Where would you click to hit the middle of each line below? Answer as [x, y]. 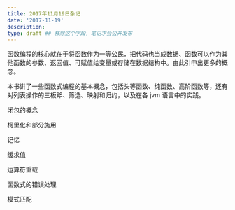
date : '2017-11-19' [36, 20]
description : [26, 27]
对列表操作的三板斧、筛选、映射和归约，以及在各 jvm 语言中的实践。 [106, 95]
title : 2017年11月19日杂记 [44, 14]
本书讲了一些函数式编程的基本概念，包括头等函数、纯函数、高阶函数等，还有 [117, 86]
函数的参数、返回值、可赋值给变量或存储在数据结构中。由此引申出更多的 [117, 63]
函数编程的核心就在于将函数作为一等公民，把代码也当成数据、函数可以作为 [114, 54]
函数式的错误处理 [32, 184]
